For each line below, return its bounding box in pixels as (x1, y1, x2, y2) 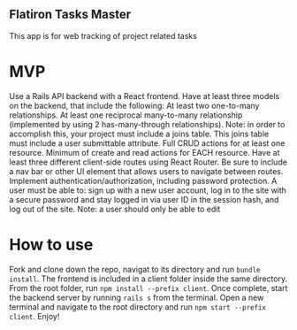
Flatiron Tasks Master (9, 7, 131, 22)
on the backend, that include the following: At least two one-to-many (9, 100, 260, 111)
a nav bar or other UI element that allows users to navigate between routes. (9, 165, 284, 176)
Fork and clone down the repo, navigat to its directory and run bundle (9, 264, 261, 274)
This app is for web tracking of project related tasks (9, 30, 197, 41)
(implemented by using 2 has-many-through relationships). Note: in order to (9, 119, 286, 129)
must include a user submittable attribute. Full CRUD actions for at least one (9, 137, 286, 149)
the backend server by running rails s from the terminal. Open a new (9, 292, 264, 303)
